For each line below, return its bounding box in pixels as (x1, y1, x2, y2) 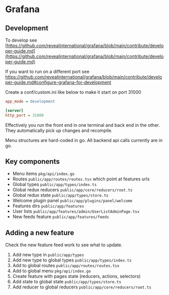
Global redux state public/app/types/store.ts (12, 192, 108, 198)
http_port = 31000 (5, 113, 44, 118)
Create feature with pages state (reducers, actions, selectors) (12, 273, 141, 279)
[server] (5, 108, 24, 113)
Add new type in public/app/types (12, 252, 84, 258)
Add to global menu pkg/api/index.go (12, 268, 91, 274)
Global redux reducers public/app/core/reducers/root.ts (12, 187, 133, 193)
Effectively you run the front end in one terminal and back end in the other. (5, 122, 160, 128)
